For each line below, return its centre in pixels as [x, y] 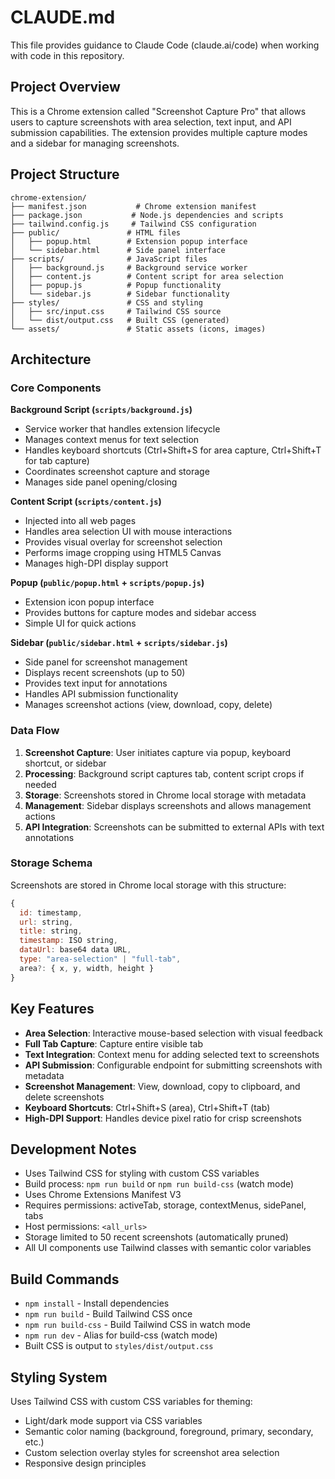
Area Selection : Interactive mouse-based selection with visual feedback [173, 1033]
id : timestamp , [51, 912]
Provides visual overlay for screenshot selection [123, 542]
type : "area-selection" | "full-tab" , [100, 959]
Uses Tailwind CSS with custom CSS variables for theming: [131, 1401]
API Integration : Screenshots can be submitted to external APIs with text [174, 827]
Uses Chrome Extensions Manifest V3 [103, 1195]
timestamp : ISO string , [68, 941]
